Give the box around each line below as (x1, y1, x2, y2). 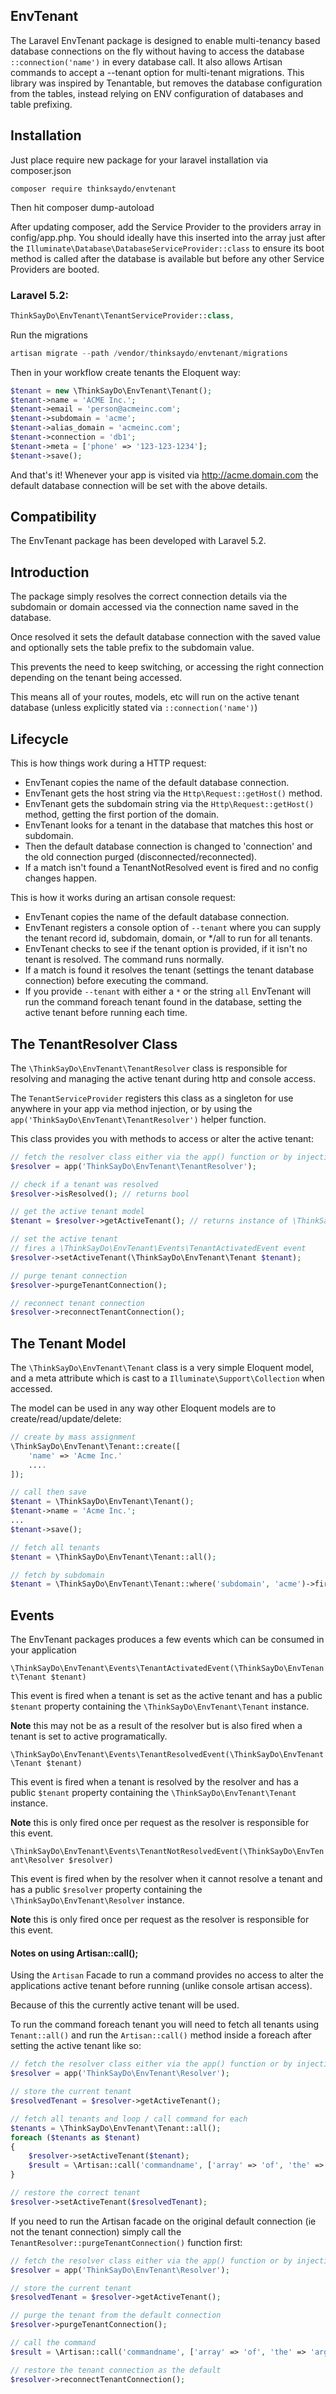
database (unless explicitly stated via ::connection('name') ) (10, 702, 258, 714)
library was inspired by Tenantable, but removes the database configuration (10, 77, 323, 89)
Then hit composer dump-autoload (10, 201, 155, 213)
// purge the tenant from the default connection (10, 2310, 222, 2321)
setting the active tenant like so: (10, 2040, 142, 2052)
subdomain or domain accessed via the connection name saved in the (10, 601, 299, 613)
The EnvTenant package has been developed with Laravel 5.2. (10, 535, 267, 547)
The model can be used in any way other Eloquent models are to (10, 1402, 277, 1414)
